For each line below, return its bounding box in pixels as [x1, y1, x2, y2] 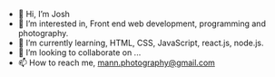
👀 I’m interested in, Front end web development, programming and [17, 18, 266, 29]
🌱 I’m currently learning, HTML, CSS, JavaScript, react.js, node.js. [17, 37, 265, 48]
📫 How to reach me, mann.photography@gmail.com [17, 57, 216, 68]
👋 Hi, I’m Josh [17, 9, 71, 19]
